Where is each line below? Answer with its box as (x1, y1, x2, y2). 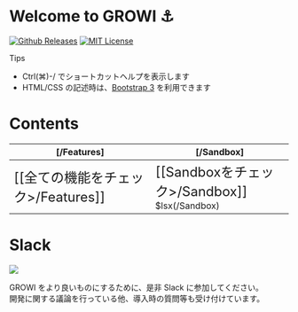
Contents (9, 113, 80, 134)
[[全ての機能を (13, 168, 105, 186)
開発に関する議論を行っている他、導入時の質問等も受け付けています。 (9, 292, 264, 303)
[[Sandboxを (154, 163, 235, 181)
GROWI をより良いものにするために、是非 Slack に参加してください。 (9, 282, 264, 292)
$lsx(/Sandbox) (154, 199, 220, 212)
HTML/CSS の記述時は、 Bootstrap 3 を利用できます (21, 82, 211, 92)
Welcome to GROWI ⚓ (9, 6, 175, 27)
